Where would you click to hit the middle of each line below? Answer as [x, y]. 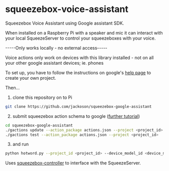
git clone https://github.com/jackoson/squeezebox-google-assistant [78, 106]
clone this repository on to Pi [42, 97]
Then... [13, 88]
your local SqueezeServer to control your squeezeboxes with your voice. [80, 38]
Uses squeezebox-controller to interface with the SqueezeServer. [73, 163]
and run [21, 144]
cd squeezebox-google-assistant [39, 125]
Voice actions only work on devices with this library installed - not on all [79, 57]
